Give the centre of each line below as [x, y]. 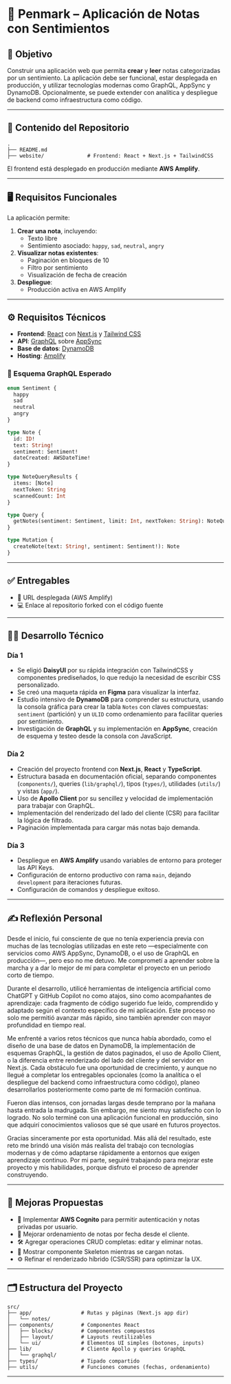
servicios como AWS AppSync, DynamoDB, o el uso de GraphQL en [103, 953]
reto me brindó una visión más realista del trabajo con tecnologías [101, 1145]
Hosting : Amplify [41, 356]
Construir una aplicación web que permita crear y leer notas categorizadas [114, 71]
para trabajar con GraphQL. [56, 805]
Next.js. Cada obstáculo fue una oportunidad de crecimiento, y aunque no [112, 1067]
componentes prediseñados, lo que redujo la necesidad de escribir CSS [119, 678]
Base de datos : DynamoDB [55, 349]
